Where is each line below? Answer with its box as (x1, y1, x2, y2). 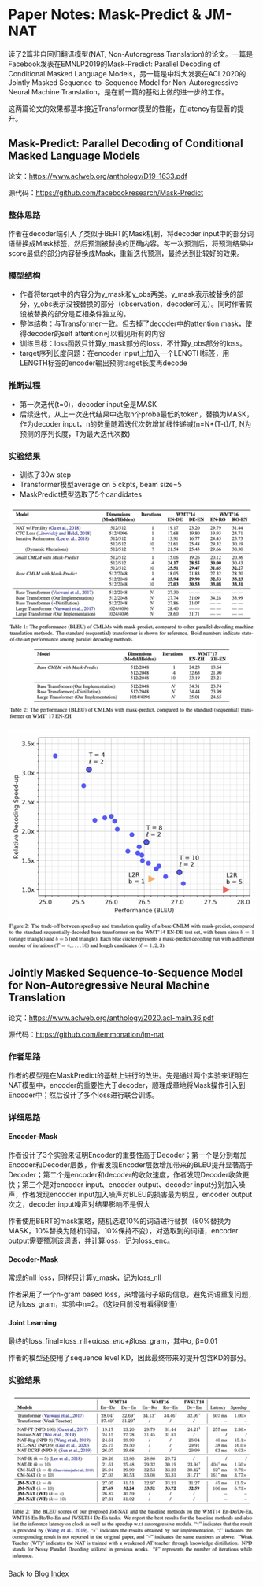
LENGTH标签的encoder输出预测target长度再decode (19, 358, 187, 368)
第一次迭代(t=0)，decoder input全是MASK (19, 399, 157, 409)
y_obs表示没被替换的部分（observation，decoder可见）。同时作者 (33, 299, 246, 309)
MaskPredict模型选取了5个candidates (19, 490, 143, 499)
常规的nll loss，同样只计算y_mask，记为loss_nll (8, 1273, 161, 1282)
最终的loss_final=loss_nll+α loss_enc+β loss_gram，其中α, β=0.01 (8, 1336, 218, 1346)
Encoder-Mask (8, 1132, 58, 1141)
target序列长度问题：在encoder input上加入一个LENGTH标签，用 (19, 349, 230, 358)
